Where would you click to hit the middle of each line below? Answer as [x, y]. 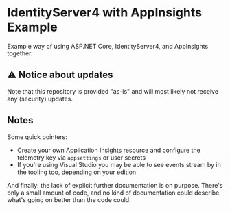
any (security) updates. [40, 99]
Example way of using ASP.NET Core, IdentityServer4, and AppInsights [108, 46]
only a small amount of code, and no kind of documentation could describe [113, 193]
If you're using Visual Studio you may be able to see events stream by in [119, 164]
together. [20, 53]
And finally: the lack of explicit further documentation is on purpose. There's [115, 185]
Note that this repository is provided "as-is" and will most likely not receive [113, 91]
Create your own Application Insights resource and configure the [108, 150]
